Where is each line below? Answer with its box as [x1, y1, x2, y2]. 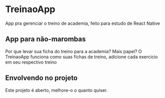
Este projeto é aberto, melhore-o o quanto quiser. [5, 87, 108, 93]
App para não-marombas [5, 35, 86, 43]
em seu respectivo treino [5, 59, 57, 65]
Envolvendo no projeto [5, 74, 78, 82]
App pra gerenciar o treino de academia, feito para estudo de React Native [5, 20, 160, 26]
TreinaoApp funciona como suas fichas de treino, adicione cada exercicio [5, 54, 158, 60]
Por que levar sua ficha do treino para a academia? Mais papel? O [5, 48, 142, 54]
